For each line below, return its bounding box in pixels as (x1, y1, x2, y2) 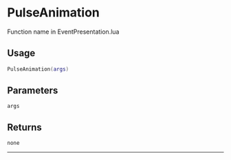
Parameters (7, 84, 58, 97)
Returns (7, 122, 43, 133)
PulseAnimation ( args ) (7, 65, 69, 73)
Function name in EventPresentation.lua (7, 27, 120, 36)
